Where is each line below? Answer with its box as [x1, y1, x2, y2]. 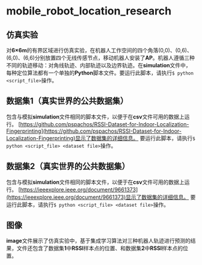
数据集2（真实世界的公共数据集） [6, 161, 130, 172]
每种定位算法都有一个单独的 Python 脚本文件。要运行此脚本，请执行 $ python [6, 69, 194, 76]
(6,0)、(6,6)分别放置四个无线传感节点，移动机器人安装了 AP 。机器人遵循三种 [6, 54, 195, 61]
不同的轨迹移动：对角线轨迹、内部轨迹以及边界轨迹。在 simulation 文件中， [6, 62, 191, 69]
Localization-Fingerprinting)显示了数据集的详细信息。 [6, 134, 139, 142]
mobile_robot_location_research [6, 4, 172, 18]
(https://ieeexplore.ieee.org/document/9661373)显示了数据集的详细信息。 [6, 193, 189, 201]
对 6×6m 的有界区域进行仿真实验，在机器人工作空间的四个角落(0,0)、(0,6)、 [6, 47, 192, 53]
